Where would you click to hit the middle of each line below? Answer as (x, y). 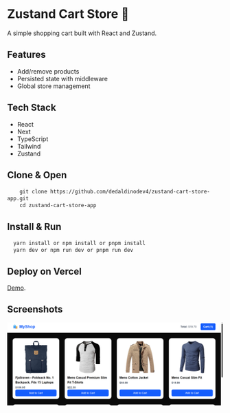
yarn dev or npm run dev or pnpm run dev (73, 251)
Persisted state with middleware (62, 78)
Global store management (54, 86)
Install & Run (34, 226)
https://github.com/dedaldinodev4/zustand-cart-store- (130, 192)
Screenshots (35, 309)
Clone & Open (37, 175)
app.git (18, 199)
